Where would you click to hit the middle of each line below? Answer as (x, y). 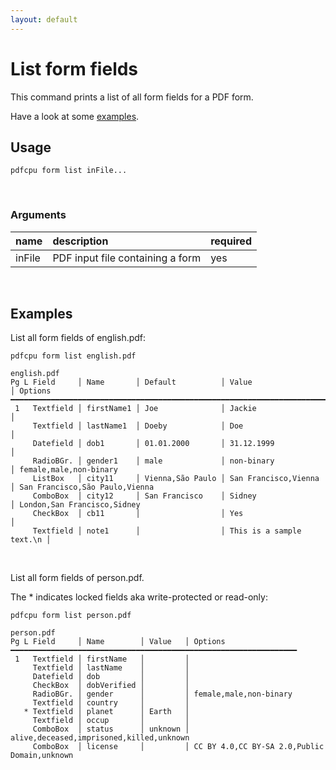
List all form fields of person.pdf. (77, 578)
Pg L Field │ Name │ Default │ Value (131, 382)
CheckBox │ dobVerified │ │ (111, 686)
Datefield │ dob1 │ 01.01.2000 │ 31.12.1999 (153, 444)
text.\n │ (31, 540)
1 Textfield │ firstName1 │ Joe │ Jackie (135, 409)
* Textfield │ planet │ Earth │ (106, 712)
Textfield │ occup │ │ (111, 721)
